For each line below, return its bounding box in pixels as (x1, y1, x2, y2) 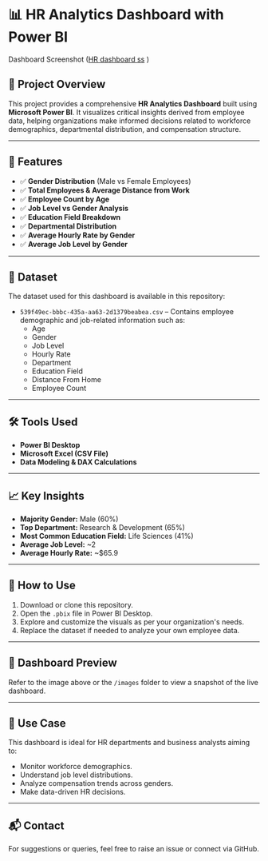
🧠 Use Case (8, 716, 66, 731)
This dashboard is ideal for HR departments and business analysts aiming (8, 738, 250, 747)
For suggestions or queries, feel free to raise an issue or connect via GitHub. (8, 844, 259, 854)
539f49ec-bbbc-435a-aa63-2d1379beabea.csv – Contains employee (19, 307, 234, 317)
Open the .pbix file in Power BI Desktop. (19, 608, 153, 618)
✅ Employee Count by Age (19, 194, 110, 204)
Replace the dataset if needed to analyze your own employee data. (19, 625, 240, 635)
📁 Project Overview (8, 78, 106, 91)
